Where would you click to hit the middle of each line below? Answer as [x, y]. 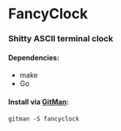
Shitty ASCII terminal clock [60, 39]
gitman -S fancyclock [44, 119]
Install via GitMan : [39, 102]
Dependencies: [34, 57]
